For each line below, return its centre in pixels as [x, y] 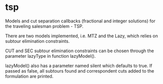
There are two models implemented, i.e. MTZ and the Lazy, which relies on [81, 36]
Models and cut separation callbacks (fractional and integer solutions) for [80, 21]
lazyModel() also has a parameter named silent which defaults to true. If [79, 66]
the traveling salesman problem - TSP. [44, 26]
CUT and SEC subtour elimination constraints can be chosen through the [80, 51]
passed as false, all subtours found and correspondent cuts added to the [80, 71]
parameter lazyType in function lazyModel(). [50, 56]
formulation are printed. [29, 76]
